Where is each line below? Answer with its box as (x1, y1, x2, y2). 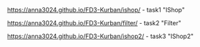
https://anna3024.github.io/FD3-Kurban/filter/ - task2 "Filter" (7, 19, 181, 27)
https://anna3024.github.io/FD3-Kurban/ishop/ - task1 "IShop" (7, 6, 185, 14)
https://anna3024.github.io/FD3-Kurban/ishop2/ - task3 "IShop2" (7, 32, 194, 40)
